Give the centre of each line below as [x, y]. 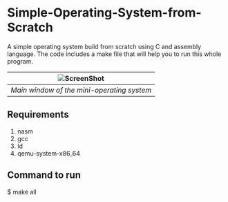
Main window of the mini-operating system [81, 90]
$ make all [22, 192]
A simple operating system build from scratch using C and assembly [104, 46]
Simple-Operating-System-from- [104, 13]
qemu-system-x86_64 [49, 153]
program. [20, 61]
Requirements [38, 114]
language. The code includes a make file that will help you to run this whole [114, 54]
